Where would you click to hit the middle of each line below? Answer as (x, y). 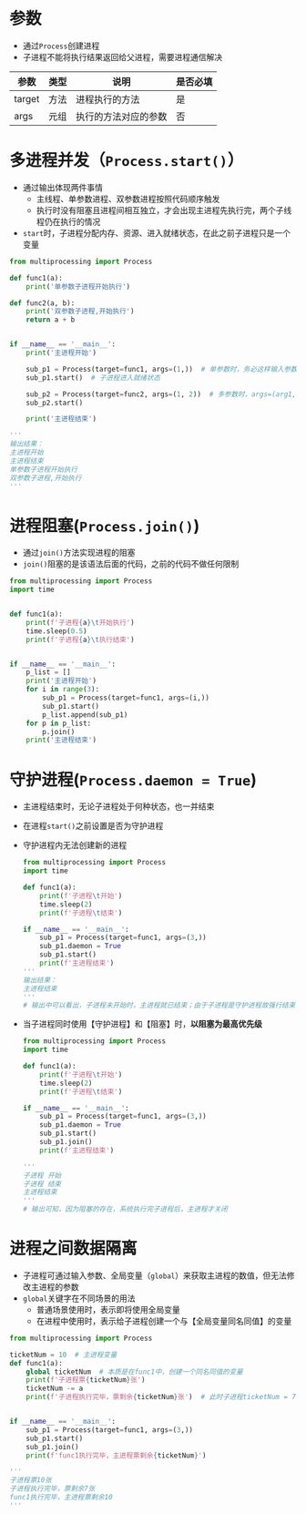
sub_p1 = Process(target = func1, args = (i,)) (126, 698)
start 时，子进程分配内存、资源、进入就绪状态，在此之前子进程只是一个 (157, 232)
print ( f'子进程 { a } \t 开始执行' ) (80, 622)
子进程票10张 (31, 1480)
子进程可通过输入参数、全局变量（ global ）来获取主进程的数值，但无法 (154, 1275)
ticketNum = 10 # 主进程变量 (63, 1355)
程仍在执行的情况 (68, 221)
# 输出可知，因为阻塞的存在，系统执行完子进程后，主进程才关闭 (125, 1209)
